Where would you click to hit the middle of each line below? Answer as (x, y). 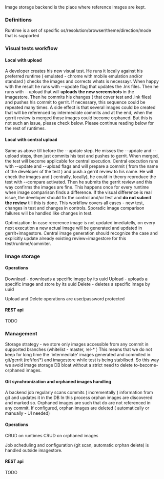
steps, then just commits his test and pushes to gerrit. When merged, (90, 156)
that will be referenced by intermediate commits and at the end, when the (79, 113)
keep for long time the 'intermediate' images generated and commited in (78, 355)
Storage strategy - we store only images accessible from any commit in (77, 344)
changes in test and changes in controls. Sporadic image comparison (75, 208)
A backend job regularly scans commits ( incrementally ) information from (79, 393)
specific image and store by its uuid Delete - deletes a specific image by (78, 284)
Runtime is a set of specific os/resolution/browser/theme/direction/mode (78, 30)
